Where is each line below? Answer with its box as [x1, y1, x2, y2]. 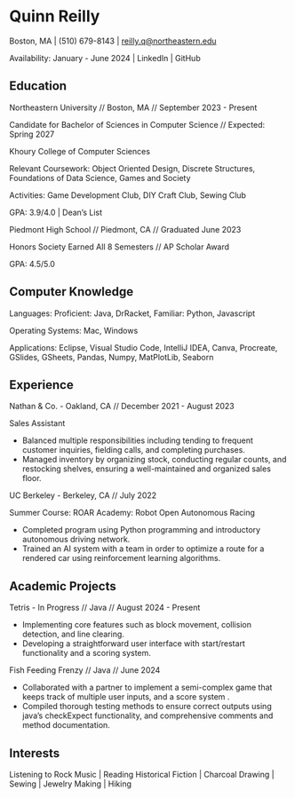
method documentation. [21, 720, 111, 731]
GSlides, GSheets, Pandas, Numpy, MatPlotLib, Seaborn [9, 352, 214, 362]
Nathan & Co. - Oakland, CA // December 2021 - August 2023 [9, 401, 235, 412]
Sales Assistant [9, 418, 66, 429]
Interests [9, 746, 60, 761]
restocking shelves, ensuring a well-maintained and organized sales [21, 463, 271, 474]
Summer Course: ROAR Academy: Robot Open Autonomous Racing [9, 508, 256, 518]
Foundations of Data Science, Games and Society [9, 172, 191, 183]
